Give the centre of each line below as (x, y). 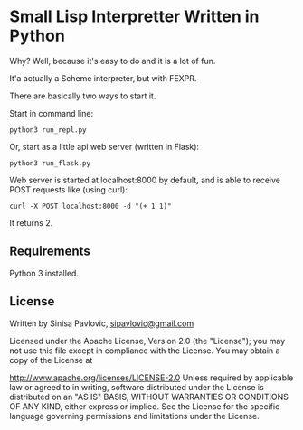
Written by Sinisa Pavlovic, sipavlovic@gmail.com (102, 323)
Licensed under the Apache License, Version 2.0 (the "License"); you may (147, 341)
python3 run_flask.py (50, 163)
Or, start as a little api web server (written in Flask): (104, 146)
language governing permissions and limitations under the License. (134, 416)
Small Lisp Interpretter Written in (134, 17)
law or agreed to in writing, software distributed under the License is (137, 387)
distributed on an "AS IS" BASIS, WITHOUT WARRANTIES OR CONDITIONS (149, 397)
